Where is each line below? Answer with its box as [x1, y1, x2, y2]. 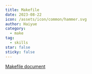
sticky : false [5, 49, 35, 54]
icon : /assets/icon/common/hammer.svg [5, 17, 87, 22]
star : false [5, 45, 30, 50]
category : [5, 26, 26, 31]
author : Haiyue [5, 21, 37, 27]
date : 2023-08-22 [5, 12, 42, 17]
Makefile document [5, 63, 45, 69]
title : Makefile [5, 7, 39, 13]
